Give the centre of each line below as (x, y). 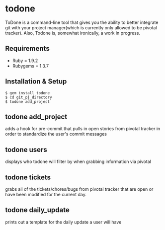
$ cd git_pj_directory (29, 97)
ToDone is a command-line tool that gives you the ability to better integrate (82, 22)
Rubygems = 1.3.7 (30, 66)
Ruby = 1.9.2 (25, 61)
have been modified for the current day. (46, 194)
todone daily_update (37, 210)
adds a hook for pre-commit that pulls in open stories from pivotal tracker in (83, 129)
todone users (26, 150)
